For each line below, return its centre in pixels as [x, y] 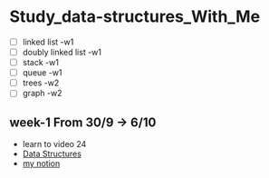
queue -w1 [42, 73]
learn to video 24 [54, 144]
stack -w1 [40, 63]
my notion [41, 163]
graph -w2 [42, 94]
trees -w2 [41, 83]
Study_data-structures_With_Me [135, 17]
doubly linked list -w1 [62, 52]
